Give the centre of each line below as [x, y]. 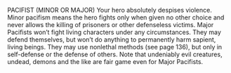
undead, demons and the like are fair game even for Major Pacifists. [105, 62]
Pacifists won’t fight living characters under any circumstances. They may [114, 32]
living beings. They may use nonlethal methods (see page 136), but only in [115, 47]
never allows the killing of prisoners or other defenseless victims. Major [111, 25]
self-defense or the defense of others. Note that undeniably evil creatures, [115, 54]
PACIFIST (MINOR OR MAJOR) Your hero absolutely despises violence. [110, 10]
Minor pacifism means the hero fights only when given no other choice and [116, 17]
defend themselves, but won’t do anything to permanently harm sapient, [112, 40]
